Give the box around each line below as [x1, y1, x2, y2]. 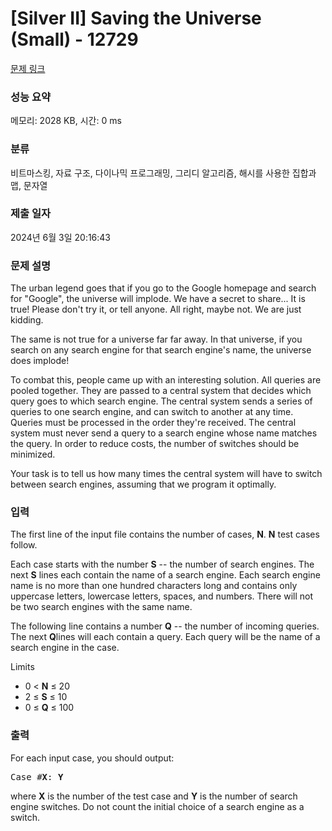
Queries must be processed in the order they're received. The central [10, 417, 297, 429]
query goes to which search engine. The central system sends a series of [10, 395, 313, 407]
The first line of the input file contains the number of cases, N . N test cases [10, 528, 320, 541]
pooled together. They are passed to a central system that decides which [10, 385, 312, 397]
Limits [10, 661, 35, 673]
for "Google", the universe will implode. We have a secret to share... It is [10, 293, 306, 305]
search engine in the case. [10, 642, 120, 654]
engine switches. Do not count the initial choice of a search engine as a [10, 800, 305, 812]
